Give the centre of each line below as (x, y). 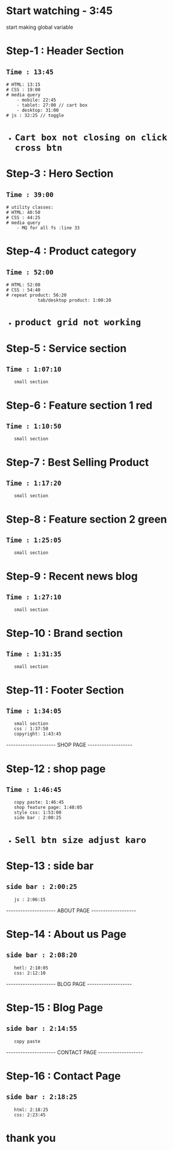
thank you (31, 1138)
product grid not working (78, 322)
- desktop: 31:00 (38, 110)
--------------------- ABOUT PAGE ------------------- (71, 910)
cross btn (38, 148)
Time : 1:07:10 (34, 369)
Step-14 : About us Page (66, 934)
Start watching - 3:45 (60, 11)
